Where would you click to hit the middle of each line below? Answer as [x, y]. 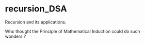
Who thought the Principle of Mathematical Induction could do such [73, 31]
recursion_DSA [36, 9]
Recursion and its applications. [36, 22]
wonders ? [16, 36]
